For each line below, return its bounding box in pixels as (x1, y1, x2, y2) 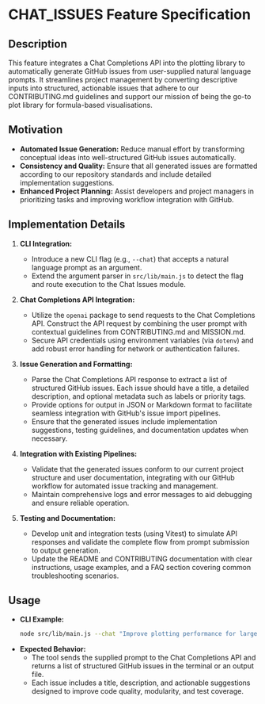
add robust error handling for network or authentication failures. (31, 343, 240, 354)
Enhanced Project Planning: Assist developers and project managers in (19, 186, 255, 196)
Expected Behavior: (19, 645, 86, 654)
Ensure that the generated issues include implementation (31, 416, 218, 426)
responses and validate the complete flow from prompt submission (31, 537, 250, 546)
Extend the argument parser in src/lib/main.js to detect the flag (31, 271, 244, 281)
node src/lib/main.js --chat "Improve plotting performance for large (19, 630, 258, 638)
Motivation (8, 123, 63, 136)
